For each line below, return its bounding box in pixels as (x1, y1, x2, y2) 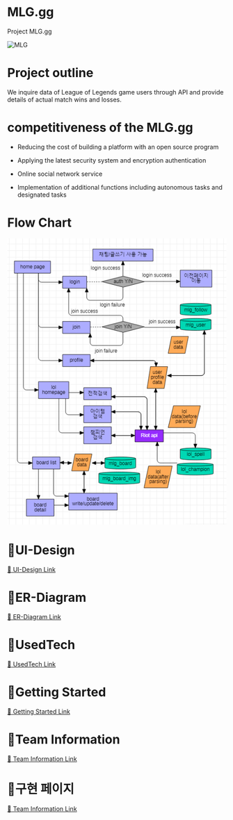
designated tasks (17, 190, 67, 199)
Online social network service (17, 170, 103, 178)
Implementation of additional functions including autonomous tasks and (17, 183, 223, 191)
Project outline (7, 65, 94, 81)
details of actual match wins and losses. (7, 95, 122, 104)
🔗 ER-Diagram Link (7, 612, 61, 621)
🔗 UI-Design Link (7, 565, 56, 573)
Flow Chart (7, 215, 72, 230)
